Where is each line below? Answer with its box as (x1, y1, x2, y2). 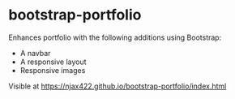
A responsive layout (19, 57, 87, 67)
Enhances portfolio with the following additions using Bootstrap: (8, 32, 222, 42)
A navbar (19, 48, 51, 58)
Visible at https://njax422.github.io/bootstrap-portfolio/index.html (8, 81, 227, 91)
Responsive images (19, 65, 86, 75)
